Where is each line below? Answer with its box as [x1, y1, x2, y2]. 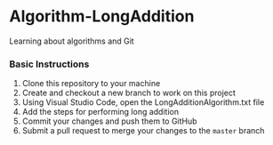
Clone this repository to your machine [21, 78, 161, 89]
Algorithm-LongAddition [9, 6, 195, 27]
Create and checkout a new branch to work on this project [21, 87, 236, 99]
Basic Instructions [9, 58, 90, 70]
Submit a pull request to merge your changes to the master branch [21, 125, 265, 136]
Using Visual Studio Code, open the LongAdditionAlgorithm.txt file [21, 97, 265, 108]
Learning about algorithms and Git [9, 36, 135, 46]
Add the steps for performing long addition [21, 107, 180, 117]
